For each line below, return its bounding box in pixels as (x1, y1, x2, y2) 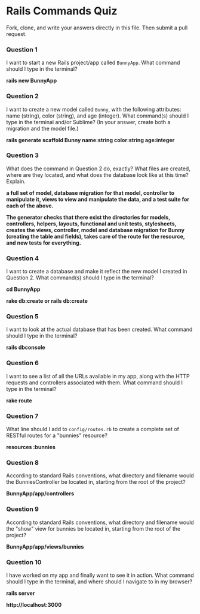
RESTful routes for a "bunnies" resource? (6, 432, 107, 439)
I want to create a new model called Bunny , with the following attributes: (6, 106, 181, 113)
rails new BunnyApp (6, 77, 57, 85)
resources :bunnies (6, 444, 56, 451)
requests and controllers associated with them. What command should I (6, 379, 183, 386)
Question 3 (6, 151, 39, 159)
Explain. (6, 177, 26, 185)
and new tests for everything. (6, 239, 82, 246)
